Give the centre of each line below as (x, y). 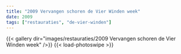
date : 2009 (19, 17)
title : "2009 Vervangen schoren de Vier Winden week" (73, 11)
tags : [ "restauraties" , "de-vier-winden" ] (59, 22)
